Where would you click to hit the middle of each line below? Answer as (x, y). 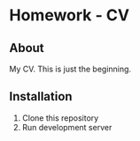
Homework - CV (70, 15)
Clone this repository (60, 118)
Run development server (67, 127)
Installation (41, 96)
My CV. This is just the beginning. (70, 69)
